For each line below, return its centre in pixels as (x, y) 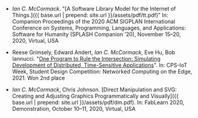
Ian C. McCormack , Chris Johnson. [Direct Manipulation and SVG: (94, 89)
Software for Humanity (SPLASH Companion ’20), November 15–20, (97, 34)
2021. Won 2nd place (38, 78)
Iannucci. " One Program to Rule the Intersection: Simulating (86, 59)
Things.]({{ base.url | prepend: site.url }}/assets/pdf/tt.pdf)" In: (90, 15)
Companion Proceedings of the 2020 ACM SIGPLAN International (94, 21)
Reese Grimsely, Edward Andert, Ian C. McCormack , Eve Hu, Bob (94, 52)
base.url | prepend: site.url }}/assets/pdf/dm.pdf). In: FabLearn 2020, (98, 102)
